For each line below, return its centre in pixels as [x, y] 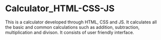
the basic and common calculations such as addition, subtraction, [72, 27]
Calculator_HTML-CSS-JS [60, 9]
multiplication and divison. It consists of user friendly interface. [70, 32]
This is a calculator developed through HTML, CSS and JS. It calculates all [81, 22]
